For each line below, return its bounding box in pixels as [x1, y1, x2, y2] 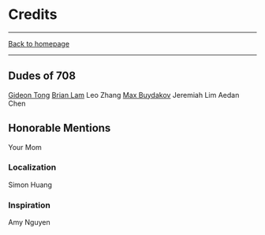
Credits [8, 6, 58, 24]
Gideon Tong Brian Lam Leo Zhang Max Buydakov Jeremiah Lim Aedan [8, 90, 240, 99]
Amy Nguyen [8, 218, 50, 227]
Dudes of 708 [8, 69, 77, 83]
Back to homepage [8, 39, 69, 48]
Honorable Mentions [8, 121, 111, 135]
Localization [8, 162, 57, 173]
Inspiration [8, 200, 51, 211]
